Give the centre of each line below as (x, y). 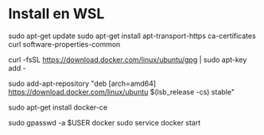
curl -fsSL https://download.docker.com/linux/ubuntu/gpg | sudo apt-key (128, 60)
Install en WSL (56, 14)
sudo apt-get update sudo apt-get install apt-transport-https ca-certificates (132, 36)
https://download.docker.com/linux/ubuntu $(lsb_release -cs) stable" (121, 91)
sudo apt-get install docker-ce (58, 107)
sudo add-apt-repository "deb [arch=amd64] (82, 83)
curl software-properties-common (64, 44)
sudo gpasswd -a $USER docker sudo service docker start (105, 122)
